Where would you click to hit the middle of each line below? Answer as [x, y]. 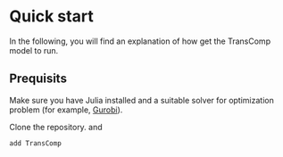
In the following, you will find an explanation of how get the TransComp [140, 41]
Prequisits [38, 79]
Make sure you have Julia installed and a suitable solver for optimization [141, 100]
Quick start [51, 17]
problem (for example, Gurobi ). [66, 110]
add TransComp [36, 143]
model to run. [34, 50]
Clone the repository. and [56, 127]
